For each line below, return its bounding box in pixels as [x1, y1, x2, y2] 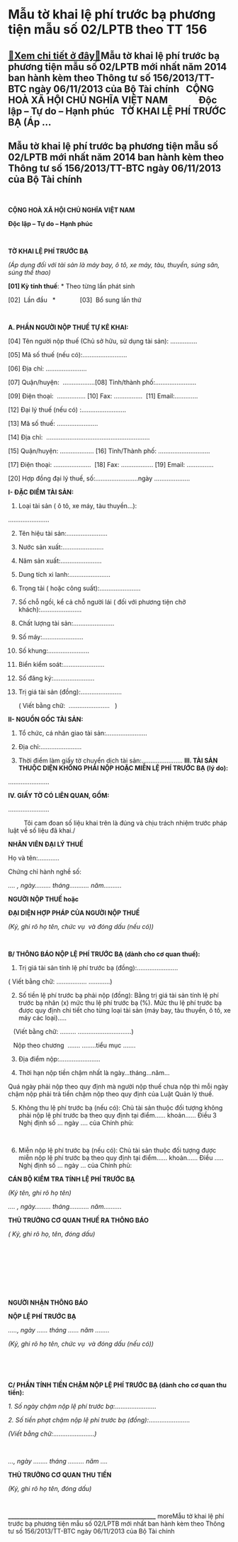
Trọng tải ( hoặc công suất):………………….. [18, 584, 141, 592]
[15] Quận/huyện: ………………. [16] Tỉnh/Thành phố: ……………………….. [8, 446, 210, 456]
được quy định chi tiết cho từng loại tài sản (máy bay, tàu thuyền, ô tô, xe [18, 1006, 231, 1015]
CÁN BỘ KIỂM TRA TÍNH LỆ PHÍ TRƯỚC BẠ [8, 1175, 135, 1183]
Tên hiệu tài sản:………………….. [18, 529, 108, 538]
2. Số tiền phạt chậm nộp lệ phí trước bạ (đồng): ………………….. [8, 1416, 191, 1424]
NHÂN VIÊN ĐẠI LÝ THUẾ [8, 840, 84, 849]
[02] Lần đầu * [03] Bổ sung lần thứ [8, 296, 142, 304]
